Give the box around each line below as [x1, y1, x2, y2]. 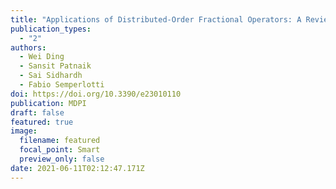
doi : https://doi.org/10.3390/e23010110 [10, 89, 182, 99]
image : [10, 126, 38, 136]
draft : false [10, 107, 65, 118]
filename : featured [19, 136, 101, 146]
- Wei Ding [19, 52, 65, 62]
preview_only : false [19, 154, 105, 164]
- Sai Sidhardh [19, 71, 83, 81]
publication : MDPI [10, 98, 87, 108]
